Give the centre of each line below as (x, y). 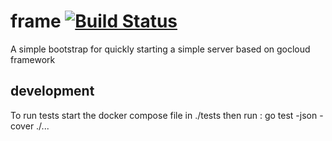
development (52, 91)
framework (33, 59)
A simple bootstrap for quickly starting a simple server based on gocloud (160, 49)
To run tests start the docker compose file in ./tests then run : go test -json (164, 115)
